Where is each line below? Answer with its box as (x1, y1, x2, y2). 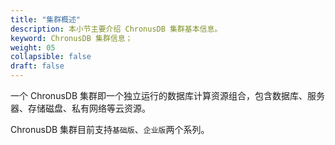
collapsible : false (10, 52, 92, 62)
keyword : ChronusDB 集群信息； (10, 33, 133, 43)
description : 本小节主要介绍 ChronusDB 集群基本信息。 (10, 24, 223, 34)
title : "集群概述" (10, 14, 82, 25)
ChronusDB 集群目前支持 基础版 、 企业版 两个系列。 (10, 124, 210, 135)
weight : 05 (10, 42, 56, 53)
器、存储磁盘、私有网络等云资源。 (10, 102, 151, 114)
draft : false (10, 61, 65, 71)
